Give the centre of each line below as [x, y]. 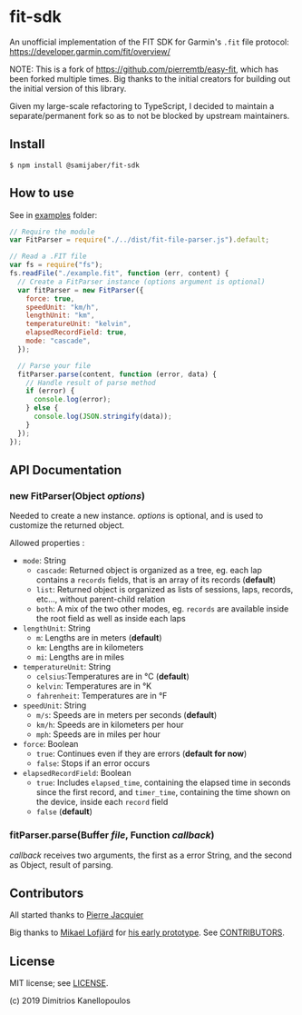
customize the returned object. [67, 525]
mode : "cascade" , [58, 341]
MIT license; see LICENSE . [59, 983]
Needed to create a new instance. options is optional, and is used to [136, 516]
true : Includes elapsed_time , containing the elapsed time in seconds [163, 782]
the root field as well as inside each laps [111, 619]
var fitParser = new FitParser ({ [81, 290]
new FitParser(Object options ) [77, 495]
